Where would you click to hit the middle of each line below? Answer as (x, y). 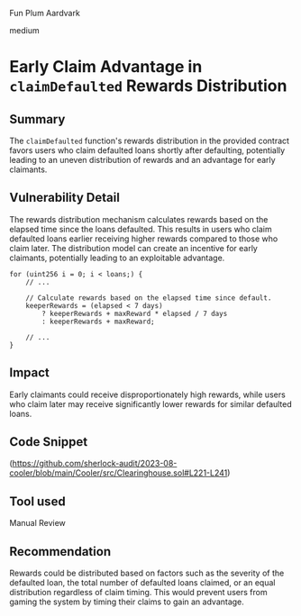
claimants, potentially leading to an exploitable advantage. (117, 258)
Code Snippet (49, 442)
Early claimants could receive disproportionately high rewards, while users (147, 394)
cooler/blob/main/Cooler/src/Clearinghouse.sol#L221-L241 (119, 473)
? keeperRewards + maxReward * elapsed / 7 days (135, 313)
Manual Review (37, 523)
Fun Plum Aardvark (45, 13)
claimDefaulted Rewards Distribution (148, 86)
